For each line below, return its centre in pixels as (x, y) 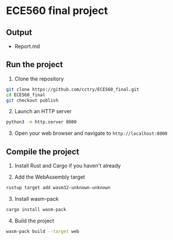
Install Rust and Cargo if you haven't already (68, 166)
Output (19, 32)
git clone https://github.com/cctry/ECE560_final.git (73, 89)
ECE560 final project (57, 11)
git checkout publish (32, 100)
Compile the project (43, 152)
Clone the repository (39, 79)
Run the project (34, 65)
